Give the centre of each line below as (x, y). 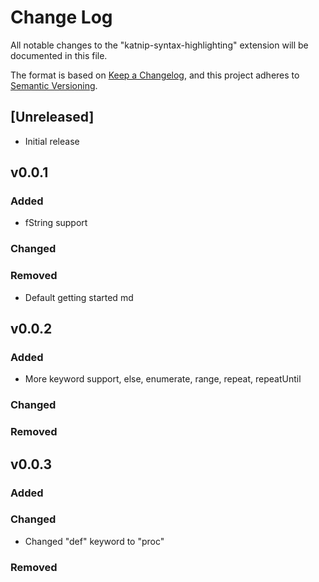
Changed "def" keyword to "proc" (94, 541)
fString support (56, 223)
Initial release (52, 141)
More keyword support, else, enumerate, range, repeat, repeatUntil (163, 379)
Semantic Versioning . (54, 85)
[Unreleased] (52, 117)
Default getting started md (79, 297)
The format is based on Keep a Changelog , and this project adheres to (155, 75)
